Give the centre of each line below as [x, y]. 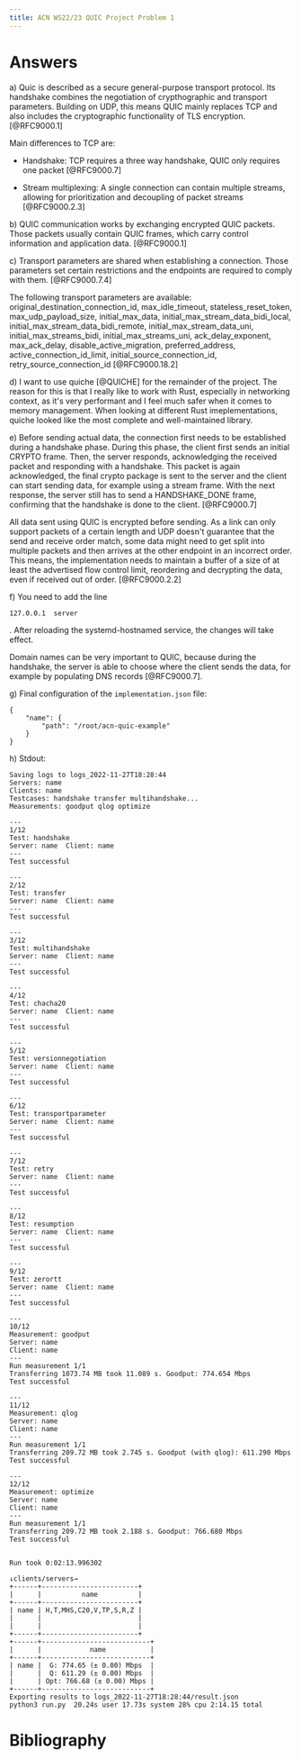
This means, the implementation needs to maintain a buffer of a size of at [145, 560]
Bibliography [58, 1740]
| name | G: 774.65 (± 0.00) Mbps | [82, 1665]
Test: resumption [42, 1224]
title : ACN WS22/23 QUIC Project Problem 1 [92, 18]
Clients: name [36, 790]
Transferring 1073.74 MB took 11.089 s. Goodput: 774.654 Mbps [130, 1374]
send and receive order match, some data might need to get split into [137, 540]
